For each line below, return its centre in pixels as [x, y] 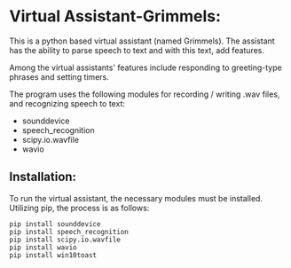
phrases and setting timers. [59, 76]
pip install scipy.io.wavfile [65, 240]
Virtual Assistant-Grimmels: [115, 16]
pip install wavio [43, 247]
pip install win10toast [53, 255]
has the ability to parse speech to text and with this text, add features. [137, 50]
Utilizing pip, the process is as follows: [79, 208]
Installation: [43, 177]
